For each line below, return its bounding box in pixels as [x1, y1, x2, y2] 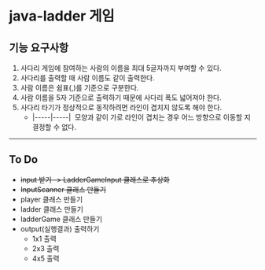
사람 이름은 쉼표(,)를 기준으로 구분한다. [20, 83, 139, 92]
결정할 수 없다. [31, 123, 77, 131]
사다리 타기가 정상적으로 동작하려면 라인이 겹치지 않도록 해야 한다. [20, 103, 223, 112]
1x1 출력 [31, 234, 57, 243]
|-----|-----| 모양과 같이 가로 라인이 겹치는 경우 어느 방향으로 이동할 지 [31, 113, 251, 122]
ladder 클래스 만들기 [20, 204, 83, 213]
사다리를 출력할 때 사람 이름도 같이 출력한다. [20, 73, 156, 83]
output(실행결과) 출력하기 [20, 224, 100, 233]
